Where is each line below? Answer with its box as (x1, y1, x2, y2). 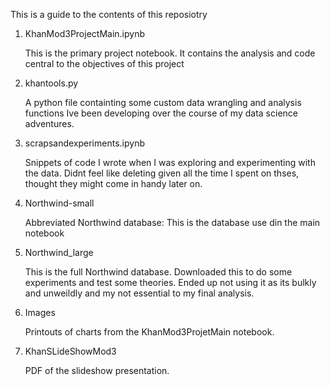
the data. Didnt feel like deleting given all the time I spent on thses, (24, 167, 300, 179)
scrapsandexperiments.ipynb (24, 137, 145, 149)
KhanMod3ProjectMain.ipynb (24, 28, 145, 39)
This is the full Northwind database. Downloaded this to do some (24, 266, 293, 278)
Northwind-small (24, 197, 95, 209)
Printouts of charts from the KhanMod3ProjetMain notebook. (24, 326, 275, 338)
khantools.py (24, 77, 79, 89)
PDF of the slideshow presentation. (24, 365, 170, 376)
